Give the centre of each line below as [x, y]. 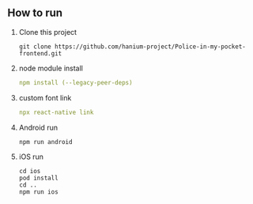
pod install [38, 178]
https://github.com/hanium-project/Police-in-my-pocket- [150, 47]
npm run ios [38, 192]
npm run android [45, 142]
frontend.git [40, 53]
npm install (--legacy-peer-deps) [76, 82]
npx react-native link [56, 112]
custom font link [45, 97]
